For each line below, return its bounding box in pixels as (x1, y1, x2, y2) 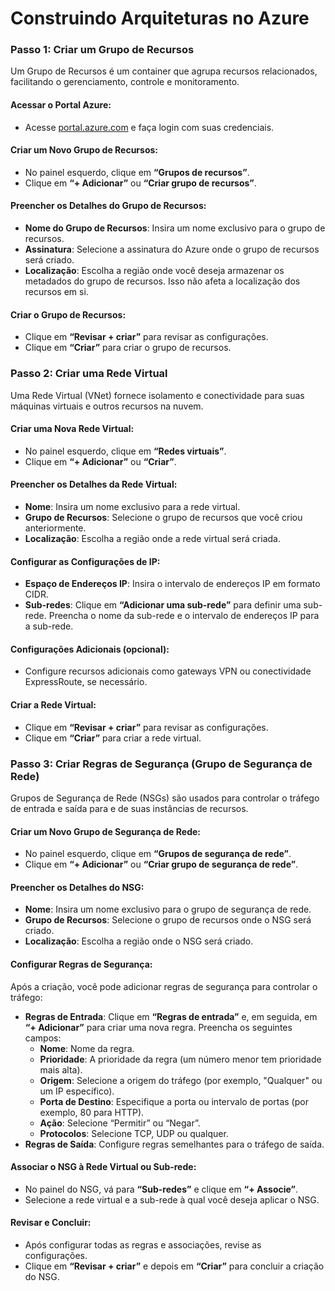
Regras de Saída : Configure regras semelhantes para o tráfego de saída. (24, 1138, 325, 1150)
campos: (24, 1032, 62, 1044)
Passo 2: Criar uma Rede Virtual (10, 367, 168, 381)
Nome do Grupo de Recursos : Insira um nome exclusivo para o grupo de (24, 222, 326, 234)
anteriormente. (24, 522, 87, 534)
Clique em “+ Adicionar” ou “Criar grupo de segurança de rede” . (24, 858, 299, 871)
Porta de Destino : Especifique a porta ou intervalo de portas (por (39, 1095, 309, 1107)
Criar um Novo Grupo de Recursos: (10, 144, 159, 156)
